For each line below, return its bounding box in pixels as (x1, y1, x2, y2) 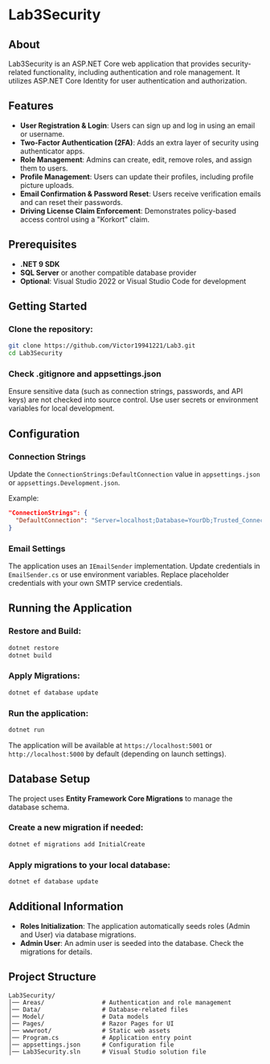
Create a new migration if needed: (8, 822, 144, 833)
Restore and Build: (8, 625, 82, 636)
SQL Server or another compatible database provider (19, 268, 197, 277)
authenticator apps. (19, 146, 85, 156)
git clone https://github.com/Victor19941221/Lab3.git (8, 342, 196, 350)
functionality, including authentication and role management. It (33, 68, 241, 77)
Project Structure (8, 970, 96, 984)
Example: (8, 493, 39, 503)
